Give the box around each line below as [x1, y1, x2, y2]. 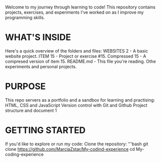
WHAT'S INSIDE [5, 32, 71, 43]
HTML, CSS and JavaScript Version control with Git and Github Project [5, 102, 148, 108]
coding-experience [5, 151, 44, 157]
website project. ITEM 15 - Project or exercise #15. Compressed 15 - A [5, 53, 146, 59]
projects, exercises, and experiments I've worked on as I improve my [5, 9, 144, 15]
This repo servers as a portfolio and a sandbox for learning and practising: [5, 97, 156, 103]
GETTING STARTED [5, 125, 86, 136]
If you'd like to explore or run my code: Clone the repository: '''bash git [5, 141, 148, 147]
